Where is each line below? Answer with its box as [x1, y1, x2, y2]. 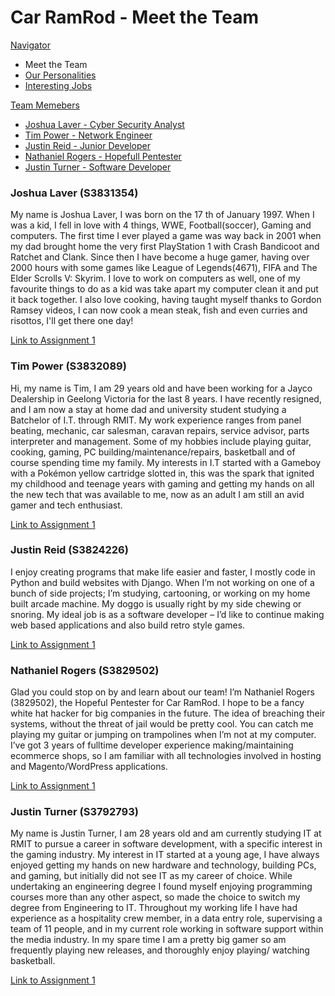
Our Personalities [24, 69, 97, 81]
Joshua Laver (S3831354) [10, 186, 139, 200]
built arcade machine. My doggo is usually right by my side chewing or [10, 597, 302, 610]
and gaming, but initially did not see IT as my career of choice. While [10, 870, 293, 882]
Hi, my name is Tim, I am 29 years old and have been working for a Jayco [10, 382, 313, 394]
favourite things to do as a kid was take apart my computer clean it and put [10, 283, 319, 295]
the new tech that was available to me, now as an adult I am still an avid [10, 488, 305, 500]
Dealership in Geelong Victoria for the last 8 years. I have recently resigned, [10, 392, 322, 405]
